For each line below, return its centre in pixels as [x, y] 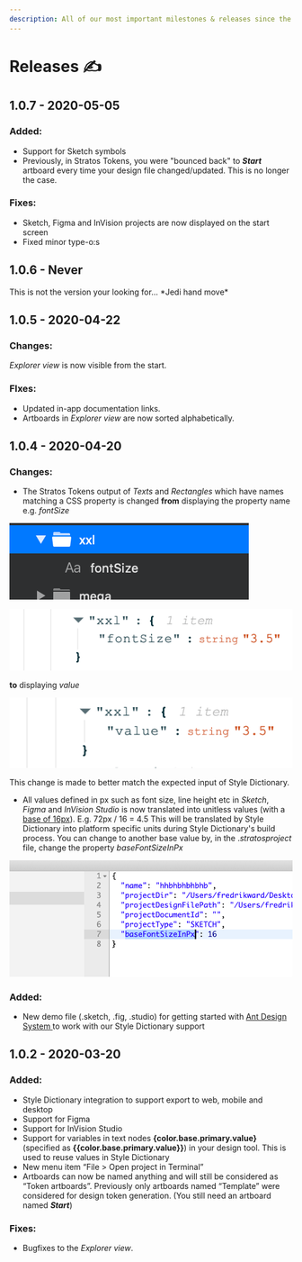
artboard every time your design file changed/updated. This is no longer [155, 170]
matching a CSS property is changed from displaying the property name [156, 501]
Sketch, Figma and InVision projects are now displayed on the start [146, 222]
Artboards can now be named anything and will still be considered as [150, 1176]
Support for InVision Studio [72, 1128]
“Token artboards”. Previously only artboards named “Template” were [151, 1185]
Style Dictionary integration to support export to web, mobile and [142, 1100]
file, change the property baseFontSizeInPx [103, 848]
